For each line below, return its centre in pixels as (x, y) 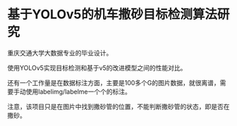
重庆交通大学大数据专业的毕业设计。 (60, 53)
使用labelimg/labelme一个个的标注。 (79, 92)
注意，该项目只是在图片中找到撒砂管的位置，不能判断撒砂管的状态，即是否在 (119, 106)
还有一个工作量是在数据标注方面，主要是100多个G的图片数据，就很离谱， (114, 82)
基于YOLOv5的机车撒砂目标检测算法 (112, 14)
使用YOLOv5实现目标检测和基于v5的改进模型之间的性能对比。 (97, 68)
